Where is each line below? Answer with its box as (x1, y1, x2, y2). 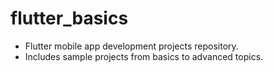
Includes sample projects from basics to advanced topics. (24, 50, 264, 62)
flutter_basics (10, 7, 129, 30)
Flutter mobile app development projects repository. (24, 40, 239, 52)
